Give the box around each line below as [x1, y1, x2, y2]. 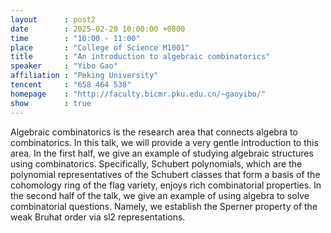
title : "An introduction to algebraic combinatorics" [10, 52, 271, 62]
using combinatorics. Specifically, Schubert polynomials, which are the [10, 157, 303, 170]
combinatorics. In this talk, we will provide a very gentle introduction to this [10, 136, 319, 148]
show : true [10, 98, 92, 108]
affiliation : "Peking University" [10, 71, 159, 81]
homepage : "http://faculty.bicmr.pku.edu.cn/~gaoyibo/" [10, 89, 267, 99]
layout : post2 [10, 14, 97, 25]
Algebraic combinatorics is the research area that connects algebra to [10, 126, 298, 138]
